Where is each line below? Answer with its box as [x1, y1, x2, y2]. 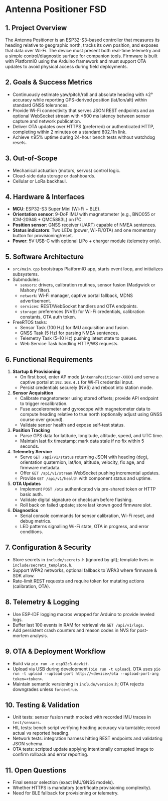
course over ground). [20, 417, 64, 423]
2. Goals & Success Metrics [5, 78, 93, 86]
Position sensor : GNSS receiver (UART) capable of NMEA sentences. [12, 222, 156, 228]
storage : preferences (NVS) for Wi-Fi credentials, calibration [20, 309, 145, 315]
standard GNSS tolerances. [12, 102, 69, 108]
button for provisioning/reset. [12, 233, 73, 239]
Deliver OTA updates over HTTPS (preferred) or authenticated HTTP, [12, 123, 154, 129]
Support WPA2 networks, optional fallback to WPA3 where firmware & [12, 567, 157, 573]
